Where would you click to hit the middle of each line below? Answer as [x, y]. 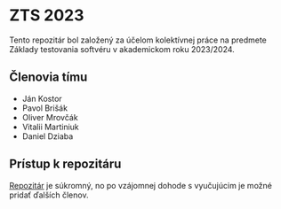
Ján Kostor [42, 98]
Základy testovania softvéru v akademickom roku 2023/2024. [122, 49]
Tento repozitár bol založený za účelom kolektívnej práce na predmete [138, 40]
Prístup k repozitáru [65, 164]
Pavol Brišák [45, 108]
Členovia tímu [48, 77]
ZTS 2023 [47, 15]
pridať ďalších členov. [49, 195]
